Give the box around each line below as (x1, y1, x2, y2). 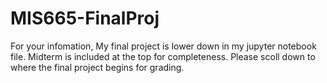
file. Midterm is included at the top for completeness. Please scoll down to (10, 50, 316, 62)
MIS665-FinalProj (10, 7, 160, 30)
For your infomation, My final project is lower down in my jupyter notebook (10, 40, 317, 52)
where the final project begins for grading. (10, 61, 185, 73)
